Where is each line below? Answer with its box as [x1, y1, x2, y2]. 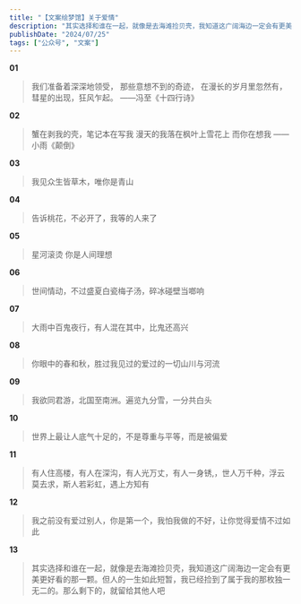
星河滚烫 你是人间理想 [30, 249, 113, 260]
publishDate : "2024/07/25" [9, 30, 110, 39]
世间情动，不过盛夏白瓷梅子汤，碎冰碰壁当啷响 [30, 286, 204, 297]
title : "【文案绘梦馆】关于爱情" [9, 13, 119, 22]
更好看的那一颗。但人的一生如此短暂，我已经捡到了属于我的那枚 [39, 574, 275, 585]
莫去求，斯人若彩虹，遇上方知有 [30, 479, 150, 489]
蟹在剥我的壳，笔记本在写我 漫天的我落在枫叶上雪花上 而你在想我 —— [30, 129, 289, 140]
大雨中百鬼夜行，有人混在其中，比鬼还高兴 [30, 322, 189, 332]
